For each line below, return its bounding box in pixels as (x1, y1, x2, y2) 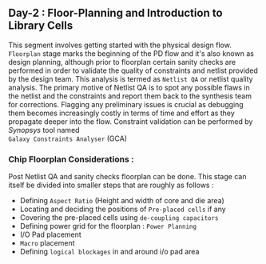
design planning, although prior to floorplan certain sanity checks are (8, 57, 236, 66)
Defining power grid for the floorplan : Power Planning (19, 222, 197, 231)
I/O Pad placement (19, 230, 81, 239)
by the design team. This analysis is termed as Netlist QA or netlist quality (8, 74, 253, 83)
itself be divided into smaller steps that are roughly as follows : (8, 180, 214, 190)
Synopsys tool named (8, 125, 80, 134)
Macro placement (19, 238, 75, 248)
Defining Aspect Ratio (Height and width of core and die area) (19, 196, 225, 206)
